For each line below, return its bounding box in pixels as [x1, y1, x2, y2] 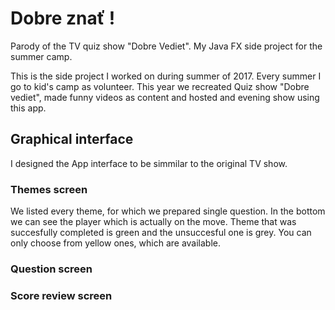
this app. [10, 102, 47, 114]
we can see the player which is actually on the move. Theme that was [10, 216, 297, 228]
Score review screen [10, 288, 113, 302]
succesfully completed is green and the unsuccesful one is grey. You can [10, 227, 312, 239]
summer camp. [10, 50, 73, 62]
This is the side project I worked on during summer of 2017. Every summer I [10, 70, 322, 82]
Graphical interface [10, 131, 134, 148]
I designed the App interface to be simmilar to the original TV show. [10, 157, 288, 169]
